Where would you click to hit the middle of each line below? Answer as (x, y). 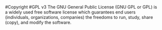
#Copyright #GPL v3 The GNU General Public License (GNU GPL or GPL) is (81, 7)
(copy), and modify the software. (38, 22)
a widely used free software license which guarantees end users (70, 12)
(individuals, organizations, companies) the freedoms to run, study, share (79, 17)
